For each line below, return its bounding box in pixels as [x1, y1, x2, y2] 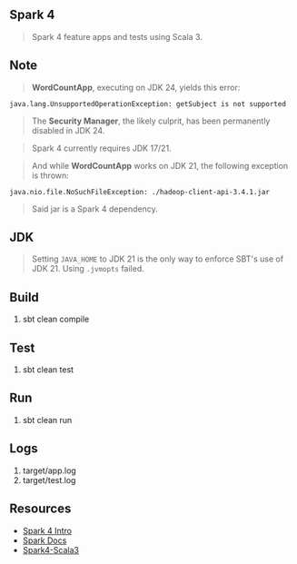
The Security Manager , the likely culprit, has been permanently [31, 115, 271, 126]
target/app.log [22, 465, 77, 476]
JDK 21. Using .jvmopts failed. [31, 263, 145, 274]
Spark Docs [22, 535, 67, 546]
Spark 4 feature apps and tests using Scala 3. [31, 31, 203, 42]
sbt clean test [22, 364, 74, 375]
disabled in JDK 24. [31, 124, 105, 135]
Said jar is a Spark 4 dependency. [31, 203, 158, 214]
